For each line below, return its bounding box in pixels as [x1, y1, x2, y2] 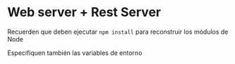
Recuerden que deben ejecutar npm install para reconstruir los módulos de [7, 27, 229, 36]
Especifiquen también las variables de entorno [7, 49, 143, 57]
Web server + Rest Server [7, 4, 161, 20]
